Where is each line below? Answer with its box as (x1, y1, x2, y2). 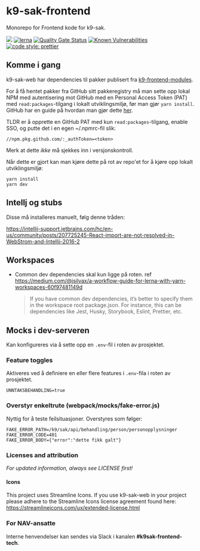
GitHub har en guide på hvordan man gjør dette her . (6, 106, 133, 114)
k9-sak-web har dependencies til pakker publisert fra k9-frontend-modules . (6, 76, 193, 83)
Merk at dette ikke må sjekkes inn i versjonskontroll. (6, 147, 134, 154)
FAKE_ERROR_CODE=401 (6, 432, 58, 438)
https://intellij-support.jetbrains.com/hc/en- (6, 225, 113, 232)
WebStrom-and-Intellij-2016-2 (6, 238, 81, 245)
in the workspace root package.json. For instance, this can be (29, 302, 182, 309)
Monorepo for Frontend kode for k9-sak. (6, 24, 106, 31)
